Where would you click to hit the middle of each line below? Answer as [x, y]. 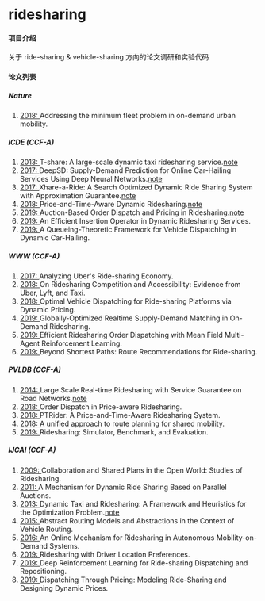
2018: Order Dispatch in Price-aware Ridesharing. [101, 407]
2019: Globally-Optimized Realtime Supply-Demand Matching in [124, 318]
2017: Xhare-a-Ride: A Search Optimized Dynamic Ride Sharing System [136, 187]
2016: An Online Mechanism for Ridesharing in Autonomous [117, 538]
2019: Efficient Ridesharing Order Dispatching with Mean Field [121, 335]
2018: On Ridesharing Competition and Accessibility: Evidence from [130, 284]
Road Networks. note [53, 398]
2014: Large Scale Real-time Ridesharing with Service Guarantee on [131, 389]
